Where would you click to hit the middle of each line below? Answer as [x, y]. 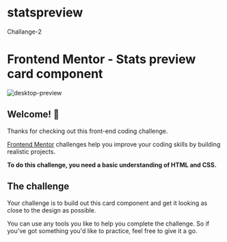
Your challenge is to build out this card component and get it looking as [107, 203]
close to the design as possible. [52, 210]
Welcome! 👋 [33, 114]
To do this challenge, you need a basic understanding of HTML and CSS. [112, 165]
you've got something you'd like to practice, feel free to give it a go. [102, 230]
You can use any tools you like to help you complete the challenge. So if [108, 223]
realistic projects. [31, 152]
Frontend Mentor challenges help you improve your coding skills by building [114, 144]
